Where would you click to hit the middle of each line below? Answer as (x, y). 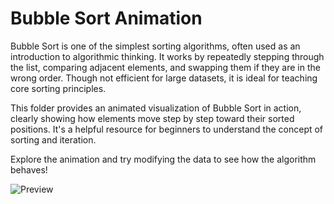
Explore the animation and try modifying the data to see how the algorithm (163, 159)
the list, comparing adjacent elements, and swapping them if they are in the (165, 67)
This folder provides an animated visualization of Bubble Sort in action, (156, 108)
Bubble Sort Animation (106, 18)
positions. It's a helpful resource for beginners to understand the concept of (167, 129)
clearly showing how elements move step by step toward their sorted (152, 118)
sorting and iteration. (53, 139)
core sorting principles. (58, 88)
